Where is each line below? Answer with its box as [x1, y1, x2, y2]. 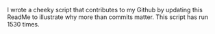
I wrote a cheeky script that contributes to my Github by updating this [7, 6, 203, 14]
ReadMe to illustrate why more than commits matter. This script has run [7, 13, 209, 21]
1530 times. [7, 20, 40, 28]
